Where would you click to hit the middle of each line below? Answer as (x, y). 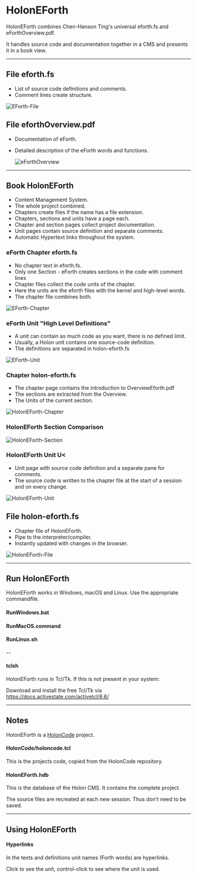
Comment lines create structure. (53, 95)
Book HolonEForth (40, 186)
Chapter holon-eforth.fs (41, 375)
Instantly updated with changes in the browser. (71, 543)
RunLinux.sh (22, 639)
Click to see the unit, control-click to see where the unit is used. (83, 869)
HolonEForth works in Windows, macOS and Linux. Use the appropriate (92, 593)
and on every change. (41, 486)
